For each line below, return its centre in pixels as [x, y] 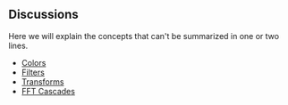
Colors [34, 62]
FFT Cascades [48, 91]
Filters [33, 72]
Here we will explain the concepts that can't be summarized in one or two [144, 36]
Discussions [43, 15]
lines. [18, 45]
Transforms [42, 81]
